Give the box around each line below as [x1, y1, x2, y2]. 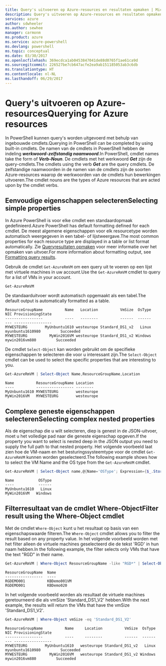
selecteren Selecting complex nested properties [5, 415, 155, 423]
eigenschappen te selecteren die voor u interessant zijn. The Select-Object [5, 352, 157, 357]
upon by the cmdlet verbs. [5, 182, 59, 188]
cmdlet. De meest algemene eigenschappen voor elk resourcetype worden [5, 228, 158, 234]
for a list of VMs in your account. [5, 274, 72, 280]
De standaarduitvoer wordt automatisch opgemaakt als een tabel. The [5, 293, 146, 299]
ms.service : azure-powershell [5, 40, 68, 44]
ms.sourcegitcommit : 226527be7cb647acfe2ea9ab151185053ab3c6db [5, 62, 138, 67]
